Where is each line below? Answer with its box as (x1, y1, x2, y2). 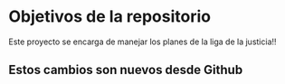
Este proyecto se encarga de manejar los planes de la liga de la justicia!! (8, 36, 277, 47)
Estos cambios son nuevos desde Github (8, 62, 243, 78)
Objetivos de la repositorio (8, 6, 212, 27)
